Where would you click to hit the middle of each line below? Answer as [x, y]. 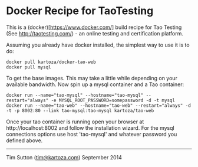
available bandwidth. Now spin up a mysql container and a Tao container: [95, 84]
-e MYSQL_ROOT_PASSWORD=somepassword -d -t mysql [113, 100]
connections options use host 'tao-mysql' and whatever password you [92, 134]
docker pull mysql [29, 67]
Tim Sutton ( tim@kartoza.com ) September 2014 [64, 157]
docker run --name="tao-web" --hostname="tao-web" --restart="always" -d [99, 105]
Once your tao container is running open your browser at [75, 122]
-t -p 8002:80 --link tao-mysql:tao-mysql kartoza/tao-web [80, 110]
